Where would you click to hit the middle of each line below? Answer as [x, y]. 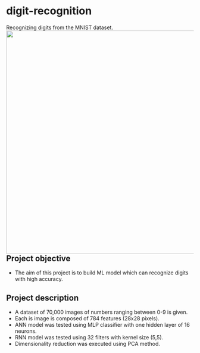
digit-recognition [49, 11]
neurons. [26, 331]
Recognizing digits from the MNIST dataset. [60, 27]
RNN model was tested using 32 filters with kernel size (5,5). [89, 338]
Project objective [38, 258]
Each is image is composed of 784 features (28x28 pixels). [87, 318]
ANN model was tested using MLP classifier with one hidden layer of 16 [102, 325]
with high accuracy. [39, 279]
